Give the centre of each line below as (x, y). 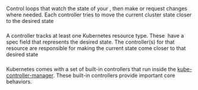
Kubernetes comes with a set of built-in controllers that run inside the (91, 69)
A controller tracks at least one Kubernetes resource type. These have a (95, 35)
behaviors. (19, 81)
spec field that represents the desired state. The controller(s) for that (90, 42)
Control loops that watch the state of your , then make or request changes (97, 9)
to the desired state (30, 21)
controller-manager (30, 75)
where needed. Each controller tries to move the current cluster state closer (99, 15)
